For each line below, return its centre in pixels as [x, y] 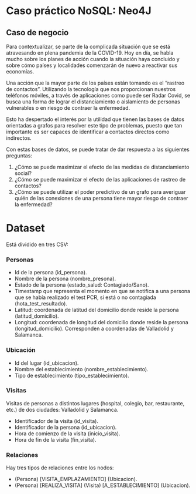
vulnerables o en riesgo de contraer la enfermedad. [68, 108]
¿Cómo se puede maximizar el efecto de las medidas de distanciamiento [102, 167]
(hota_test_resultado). [41, 304]
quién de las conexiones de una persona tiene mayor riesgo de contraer [101, 198]
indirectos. [19, 138]
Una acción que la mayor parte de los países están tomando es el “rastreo [95, 83]
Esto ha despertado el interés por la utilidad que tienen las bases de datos [95, 119]
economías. [20, 71]
